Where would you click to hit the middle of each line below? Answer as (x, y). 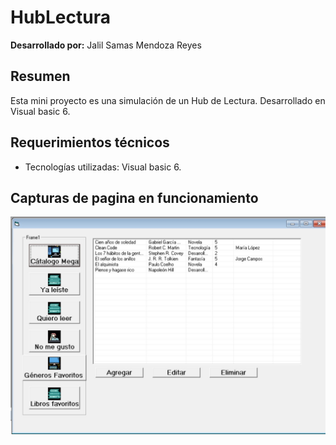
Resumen (40, 76)
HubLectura (60, 17)
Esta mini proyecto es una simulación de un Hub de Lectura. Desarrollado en (168, 100)
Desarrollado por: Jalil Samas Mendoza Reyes (106, 45)
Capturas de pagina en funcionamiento (134, 197)
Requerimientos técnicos (90, 142)
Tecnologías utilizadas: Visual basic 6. (103, 167)
